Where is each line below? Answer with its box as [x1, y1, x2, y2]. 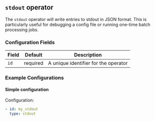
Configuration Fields [5, 39, 55, 45]
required [23, 60, 44, 67]
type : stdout [9, 111, 36, 116]
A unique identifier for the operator [48, 60, 128, 67]
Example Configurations [5, 75, 64, 81]
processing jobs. [5, 26, 39, 33]
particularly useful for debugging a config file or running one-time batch [5, 21, 151, 27]
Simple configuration [5, 86, 49, 92]
